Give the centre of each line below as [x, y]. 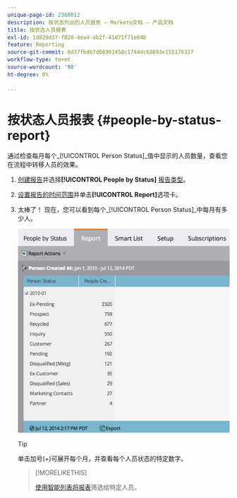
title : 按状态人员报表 [37, 30]
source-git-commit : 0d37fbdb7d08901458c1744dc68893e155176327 [101, 52]
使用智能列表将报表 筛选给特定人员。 [88, 487]
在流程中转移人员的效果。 [44, 165]
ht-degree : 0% [28, 74]
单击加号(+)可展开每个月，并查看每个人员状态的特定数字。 [102, 458]
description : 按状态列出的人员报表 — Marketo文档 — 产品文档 [91, 22]
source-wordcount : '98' [42, 67]
